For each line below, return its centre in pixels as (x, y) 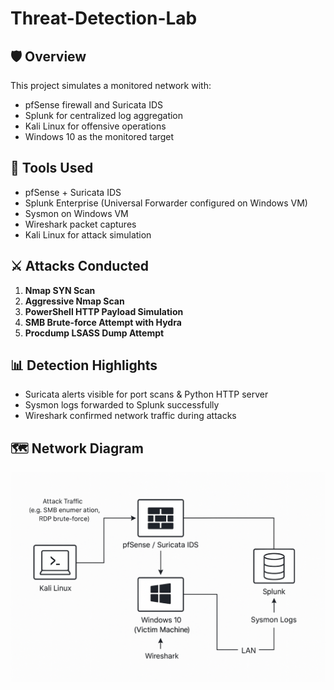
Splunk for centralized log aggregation (104, 115)
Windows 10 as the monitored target (99, 136)
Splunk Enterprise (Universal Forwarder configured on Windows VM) (166, 203)
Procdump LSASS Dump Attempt (94, 333)
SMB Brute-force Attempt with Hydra (103, 322)
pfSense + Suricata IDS (73, 192)
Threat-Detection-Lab (104, 18)
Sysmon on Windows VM (76, 213)
